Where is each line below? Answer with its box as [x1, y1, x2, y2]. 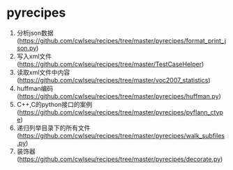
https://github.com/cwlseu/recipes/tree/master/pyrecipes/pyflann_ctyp [19, 108, 224, 116]
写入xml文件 [16, 52, 52, 60]
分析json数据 [16, 28, 54, 37]
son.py [16, 44, 37, 52]
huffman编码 [16, 84, 54, 92]
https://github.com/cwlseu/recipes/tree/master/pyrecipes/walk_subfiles [19, 131, 225, 139]
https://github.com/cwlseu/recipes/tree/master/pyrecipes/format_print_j [19, 36, 227, 44]
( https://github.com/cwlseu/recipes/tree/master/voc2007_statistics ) [16, 76, 211, 84]
